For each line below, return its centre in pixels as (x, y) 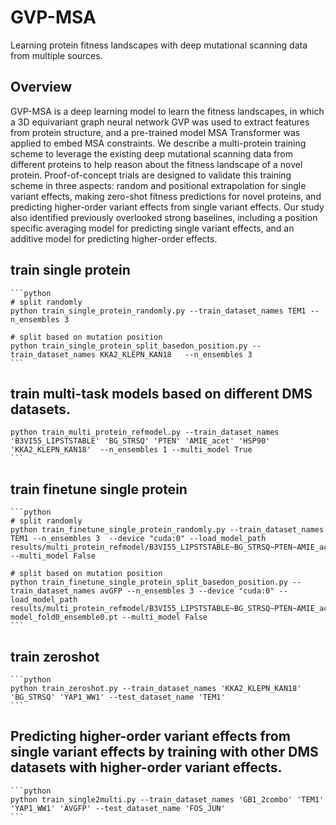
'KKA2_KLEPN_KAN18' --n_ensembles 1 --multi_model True (131, 450)
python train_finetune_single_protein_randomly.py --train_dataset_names (167, 530)
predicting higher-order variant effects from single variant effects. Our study (167, 207)
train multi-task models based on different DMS (161, 393)
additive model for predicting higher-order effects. (114, 238)
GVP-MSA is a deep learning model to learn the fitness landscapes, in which (167, 111)
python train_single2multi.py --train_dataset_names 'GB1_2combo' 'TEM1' (167, 799)
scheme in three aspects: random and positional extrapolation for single (158, 185)
